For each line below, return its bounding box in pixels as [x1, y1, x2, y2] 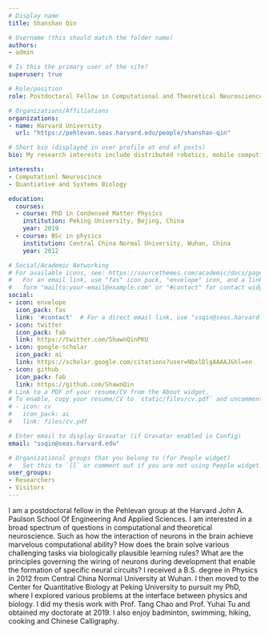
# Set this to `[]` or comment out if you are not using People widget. [8, 461, 263, 469]
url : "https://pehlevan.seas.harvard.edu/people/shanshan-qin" [15, 129, 231, 137]
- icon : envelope [8, 299, 66, 307]
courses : [15, 202, 45, 211]
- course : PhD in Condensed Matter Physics [15, 210, 163, 218]
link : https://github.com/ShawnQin [15, 380, 134, 388]
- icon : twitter [8, 321, 62, 329]
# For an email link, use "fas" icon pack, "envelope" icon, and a [8, 276, 246, 284]
